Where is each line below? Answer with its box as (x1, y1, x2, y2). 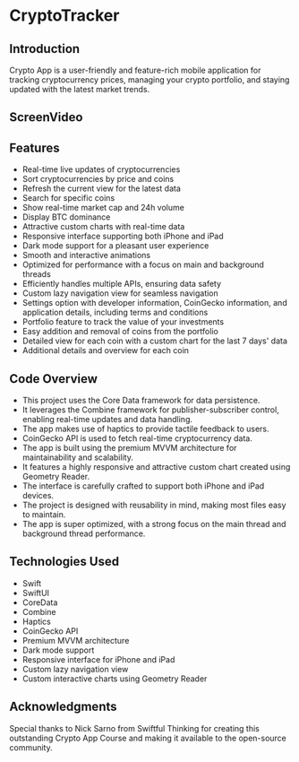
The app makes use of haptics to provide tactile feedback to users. (21, 423, 269, 435)
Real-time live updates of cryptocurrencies (21, 164, 181, 175)
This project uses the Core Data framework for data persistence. (21, 395, 261, 406)
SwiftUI (21, 587, 50, 598)
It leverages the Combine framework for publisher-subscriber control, (21, 404, 279, 415)
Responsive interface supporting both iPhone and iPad (21, 230, 224, 242)
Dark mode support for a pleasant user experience (21, 240, 209, 251)
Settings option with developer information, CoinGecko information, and (21, 298, 288, 308)
